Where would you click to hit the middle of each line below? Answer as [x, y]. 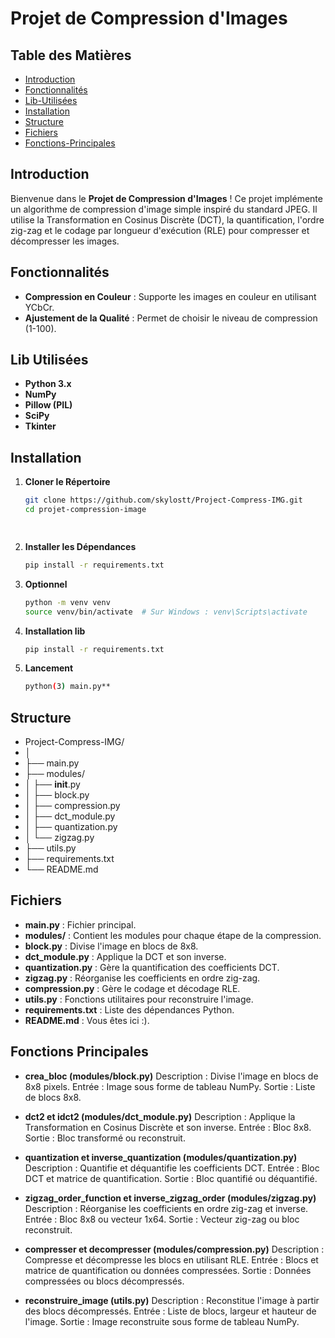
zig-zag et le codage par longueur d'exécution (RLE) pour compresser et [160, 230]
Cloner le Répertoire [67, 482]
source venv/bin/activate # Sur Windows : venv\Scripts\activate [166, 612]
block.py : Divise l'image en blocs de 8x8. [111, 946]
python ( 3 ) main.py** [67, 687]
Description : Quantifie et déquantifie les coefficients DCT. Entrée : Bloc [172, 1168]
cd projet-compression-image [85, 510]
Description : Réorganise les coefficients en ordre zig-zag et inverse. [166, 1208]
